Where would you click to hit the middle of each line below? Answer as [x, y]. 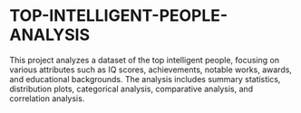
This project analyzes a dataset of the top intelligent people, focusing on [144, 60]
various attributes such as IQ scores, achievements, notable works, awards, [151, 70]
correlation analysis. [47, 98]
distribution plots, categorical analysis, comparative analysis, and [131, 89]
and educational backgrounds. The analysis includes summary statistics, [145, 79]
